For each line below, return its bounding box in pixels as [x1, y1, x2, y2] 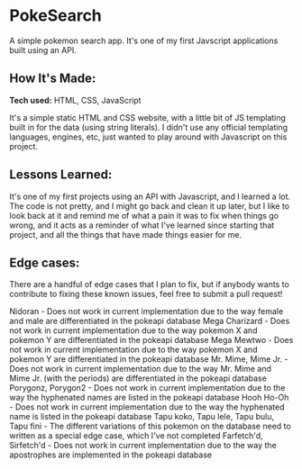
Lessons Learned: [9, 167, 113, 183]
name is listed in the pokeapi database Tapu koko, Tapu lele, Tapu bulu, [9, 411, 275, 422]
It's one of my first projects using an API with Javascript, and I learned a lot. [9, 191, 291, 202]
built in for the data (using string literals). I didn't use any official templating [9, 122, 288, 132]
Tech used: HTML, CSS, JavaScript [9, 95, 142, 105]
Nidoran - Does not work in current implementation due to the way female [9, 306, 284, 317]
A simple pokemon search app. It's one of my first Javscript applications [9, 35, 279, 46]
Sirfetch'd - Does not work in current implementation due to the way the [9, 440, 277, 451]
